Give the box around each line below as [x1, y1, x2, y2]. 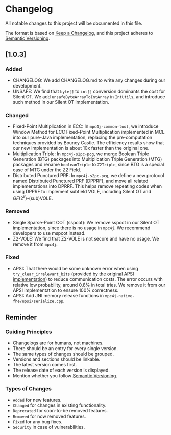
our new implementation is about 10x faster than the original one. [12, 145, 150, 151]
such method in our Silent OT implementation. [12, 99, 109, 105]
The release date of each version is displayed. [12, 367, 110, 373]
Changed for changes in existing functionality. [12, 402, 107, 408]
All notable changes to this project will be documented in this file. [5, 20, 143, 26]
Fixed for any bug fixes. [12, 419, 63, 425]
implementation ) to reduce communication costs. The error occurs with [12, 276, 163, 282]
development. [12, 82, 42, 89]
